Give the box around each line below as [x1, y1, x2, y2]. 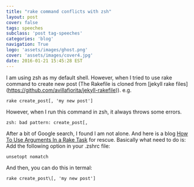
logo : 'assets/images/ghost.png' [6, 47, 88, 53]
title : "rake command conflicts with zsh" [6, 8, 112, 15]
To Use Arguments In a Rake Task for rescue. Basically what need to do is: [6, 136, 186, 143]
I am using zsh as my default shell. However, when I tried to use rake [6, 74, 172, 81]
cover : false [6, 19, 38, 25]
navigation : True [6, 42, 49, 48]
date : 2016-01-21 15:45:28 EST [6, 58, 83, 64]
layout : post [6, 14, 38, 20]
